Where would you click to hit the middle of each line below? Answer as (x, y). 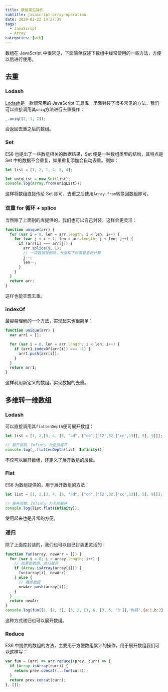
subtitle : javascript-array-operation (46, 15)
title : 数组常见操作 (24, 10)
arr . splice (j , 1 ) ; (42, 248)
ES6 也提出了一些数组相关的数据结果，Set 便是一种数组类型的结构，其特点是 (84, 154)
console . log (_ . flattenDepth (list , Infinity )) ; (55, 449)
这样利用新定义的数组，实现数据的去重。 (47, 383)
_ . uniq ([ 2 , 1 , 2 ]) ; (26, 119)
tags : (11, 24)
